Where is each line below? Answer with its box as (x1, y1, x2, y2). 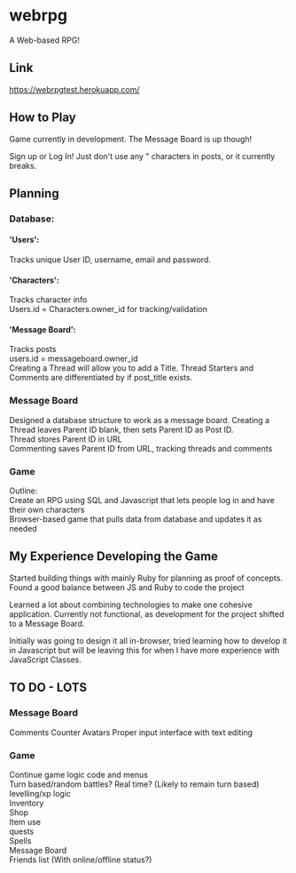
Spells (9, 835, 32, 845)
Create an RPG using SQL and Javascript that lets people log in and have (9, 495, 275, 506)
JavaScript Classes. (9, 654, 82, 665)
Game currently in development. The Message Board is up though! (9, 133, 253, 144)
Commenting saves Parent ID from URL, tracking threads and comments (9, 443, 273, 453)
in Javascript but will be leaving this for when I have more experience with (9, 645, 280, 655)
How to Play (9, 110, 77, 125)
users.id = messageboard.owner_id (9, 353, 139, 364)
